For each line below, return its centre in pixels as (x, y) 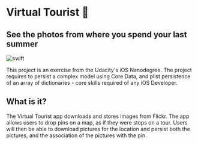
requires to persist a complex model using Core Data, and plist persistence (98, 76)
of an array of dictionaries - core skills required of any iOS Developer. (92, 83)
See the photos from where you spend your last (97, 35)
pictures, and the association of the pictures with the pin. (76, 135)
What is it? (26, 102)
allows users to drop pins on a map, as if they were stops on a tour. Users (97, 122)
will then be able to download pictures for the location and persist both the (98, 129)
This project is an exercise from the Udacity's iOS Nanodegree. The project (99, 70)
